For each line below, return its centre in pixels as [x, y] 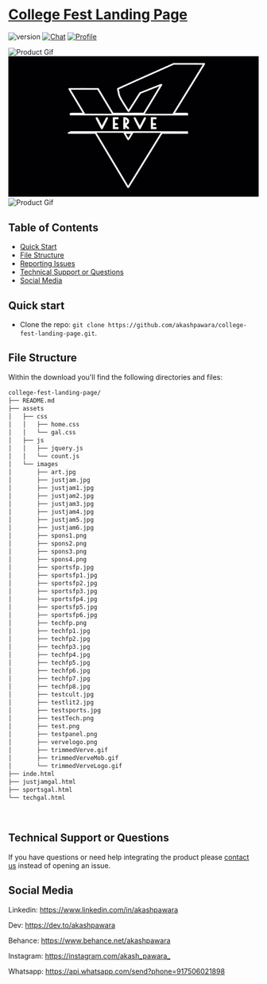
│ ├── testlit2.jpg [51, 702]
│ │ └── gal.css [43, 432]
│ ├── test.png [44, 726]
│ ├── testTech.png [51, 718]
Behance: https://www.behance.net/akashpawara [89, 940]
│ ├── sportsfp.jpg [51, 567]
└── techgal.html [37, 797]
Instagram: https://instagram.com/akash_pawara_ [89, 955]
